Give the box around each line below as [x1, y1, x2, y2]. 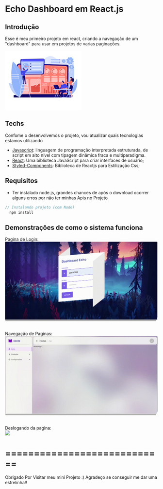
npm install [9, 210, 34, 215]
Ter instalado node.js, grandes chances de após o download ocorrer [12, 189, 149, 195]
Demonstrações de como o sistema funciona [5, 223, 143, 232]
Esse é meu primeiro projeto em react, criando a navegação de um [5, 36, 138, 41]
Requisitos [5, 177, 38, 185]
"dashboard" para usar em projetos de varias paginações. [5, 41, 121, 47]
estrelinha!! [5, 479, 28, 485]
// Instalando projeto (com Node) [5, 205, 75, 210]
